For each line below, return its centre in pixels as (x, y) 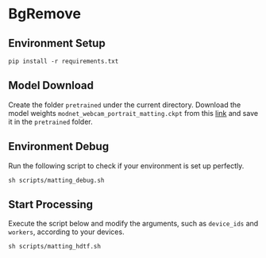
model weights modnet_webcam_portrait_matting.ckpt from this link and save (133, 113)
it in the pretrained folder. (50, 121)
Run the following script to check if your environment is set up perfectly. (126, 166)
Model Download (51, 85)
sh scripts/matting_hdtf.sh (55, 247)
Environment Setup (57, 43)
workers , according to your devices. (66, 232)
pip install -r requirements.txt (64, 61)
